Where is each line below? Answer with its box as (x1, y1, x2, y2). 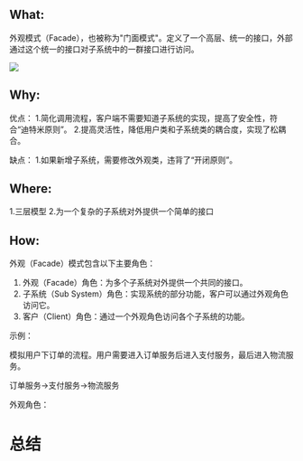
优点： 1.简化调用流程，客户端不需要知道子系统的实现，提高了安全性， (9, 112, 271, 123)
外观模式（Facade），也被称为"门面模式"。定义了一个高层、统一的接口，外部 (9, 32, 293, 43)
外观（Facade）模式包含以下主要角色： (9, 258, 156, 269)
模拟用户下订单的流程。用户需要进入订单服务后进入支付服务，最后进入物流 (9, 350, 286, 361)
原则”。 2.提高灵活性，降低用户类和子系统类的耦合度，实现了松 (44, 124, 279, 135)
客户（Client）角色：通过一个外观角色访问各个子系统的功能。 (22, 311, 250, 322)
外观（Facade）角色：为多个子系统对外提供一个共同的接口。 (22, 278, 248, 288)
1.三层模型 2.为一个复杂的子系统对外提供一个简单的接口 (9, 206, 215, 217)
